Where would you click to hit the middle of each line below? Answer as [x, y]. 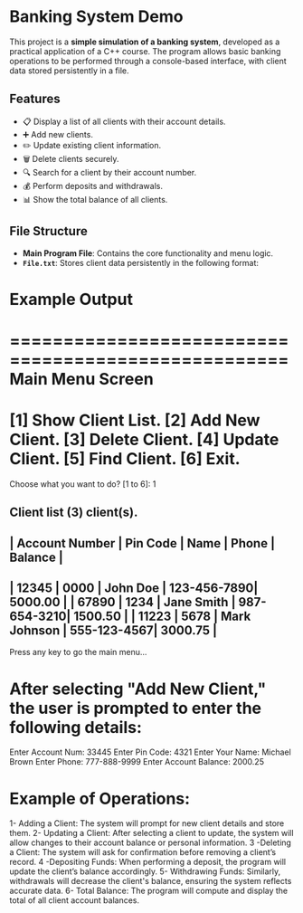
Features [35, 99]
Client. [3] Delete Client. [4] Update [144, 440]
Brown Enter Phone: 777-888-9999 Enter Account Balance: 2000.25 [137, 762]
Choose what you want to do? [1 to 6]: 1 [83, 484]
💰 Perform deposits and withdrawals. [92, 185]
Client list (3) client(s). [74, 513]
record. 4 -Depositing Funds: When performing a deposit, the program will [148, 862]
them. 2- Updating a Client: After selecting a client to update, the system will [151, 833]
